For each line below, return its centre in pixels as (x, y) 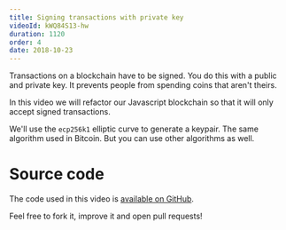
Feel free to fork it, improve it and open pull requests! (106, 216)
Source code (57, 174)
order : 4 (25, 42)
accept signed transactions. (60, 112)
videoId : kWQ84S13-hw (49, 26)
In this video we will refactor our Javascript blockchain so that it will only (142, 102)
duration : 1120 (37, 34)
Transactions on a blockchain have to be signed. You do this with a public (143, 75)
